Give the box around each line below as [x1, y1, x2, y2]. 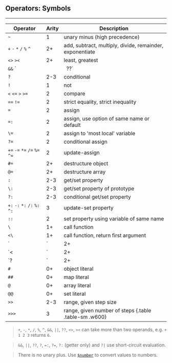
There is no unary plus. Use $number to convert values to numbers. [17, 352, 158, 358]
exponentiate [63, 48, 96, 55]
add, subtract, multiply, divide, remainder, [63, 42, 164, 49]
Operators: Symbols [5, 4, 71, 13]
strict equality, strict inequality [63, 98, 137, 105]
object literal [63, 265, 94, 272]
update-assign [63, 149, 100, 156]
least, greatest [63, 56, 98, 64]
